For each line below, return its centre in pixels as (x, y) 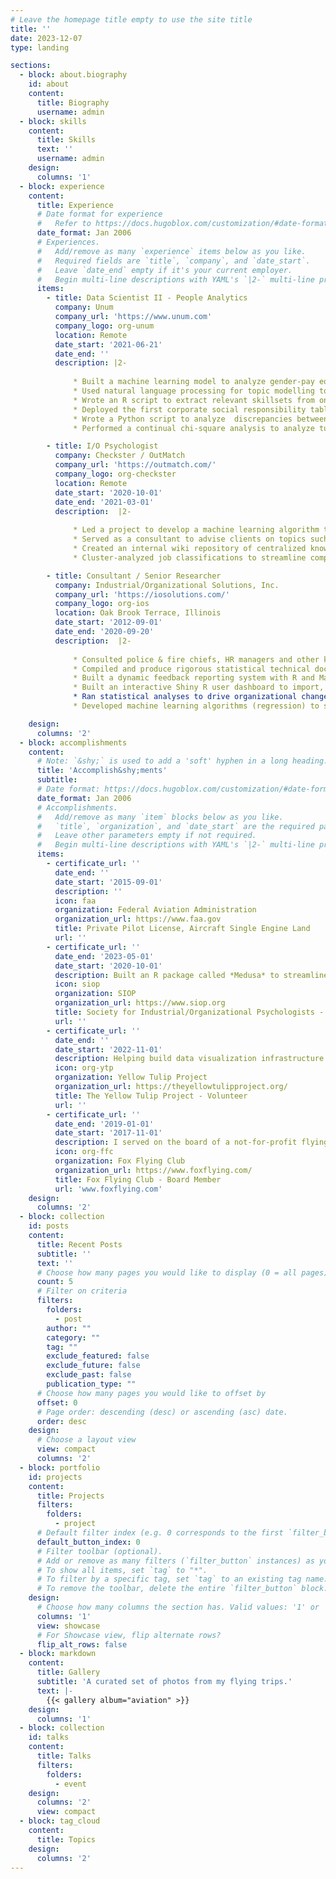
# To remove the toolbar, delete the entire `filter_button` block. (182, 1589)
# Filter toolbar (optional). (99, 1551)
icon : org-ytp (84, 1068)
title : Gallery (68, 1672)
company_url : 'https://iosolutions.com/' (142, 594)
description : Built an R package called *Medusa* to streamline (191, 975)
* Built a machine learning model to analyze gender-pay (194, 382)
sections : (31, 66)
